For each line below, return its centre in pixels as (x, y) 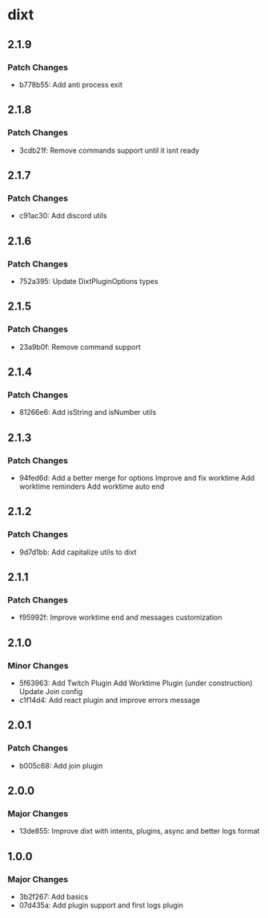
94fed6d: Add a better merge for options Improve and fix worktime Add (137, 478)
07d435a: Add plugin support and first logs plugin (101, 905)
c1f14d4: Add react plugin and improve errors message (110, 701)
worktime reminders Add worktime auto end (92, 486)
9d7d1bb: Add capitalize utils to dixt (78, 552)
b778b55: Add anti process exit (71, 84)
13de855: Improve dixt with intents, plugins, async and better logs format (139, 831)
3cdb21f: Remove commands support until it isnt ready (109, 150)
